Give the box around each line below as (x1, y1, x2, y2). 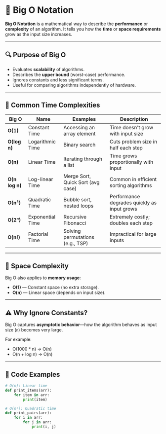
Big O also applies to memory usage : (5, 275, 81, 281)
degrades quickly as (109, 199, 157, 206)
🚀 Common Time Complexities (5, 101, 100, 109)
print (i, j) (31, 424, 56, 429)
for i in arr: (14, 415, 43, 420)
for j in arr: (23, 420, 52, 425)
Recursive (63, 213, 87, 220)
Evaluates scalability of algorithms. (12, 66, 85, 72)
